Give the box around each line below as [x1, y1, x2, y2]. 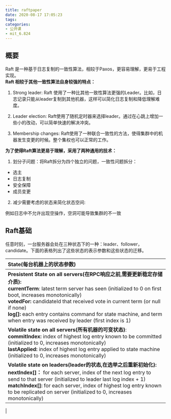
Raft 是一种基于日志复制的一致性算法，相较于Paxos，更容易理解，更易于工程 [5, 66, 166, 72]
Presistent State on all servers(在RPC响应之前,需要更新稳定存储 [8, 270, 163, 278]
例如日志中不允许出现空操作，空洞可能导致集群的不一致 [5, 210, 121, 216]
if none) [8, 304, 27, 311]
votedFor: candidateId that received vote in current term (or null [8, 298, 161, 305]
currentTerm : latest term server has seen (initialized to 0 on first [8, 285, 162, 292]
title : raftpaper [5, 7, 42, 13]
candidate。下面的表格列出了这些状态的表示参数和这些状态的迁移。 [5, 247, 147, 253]
